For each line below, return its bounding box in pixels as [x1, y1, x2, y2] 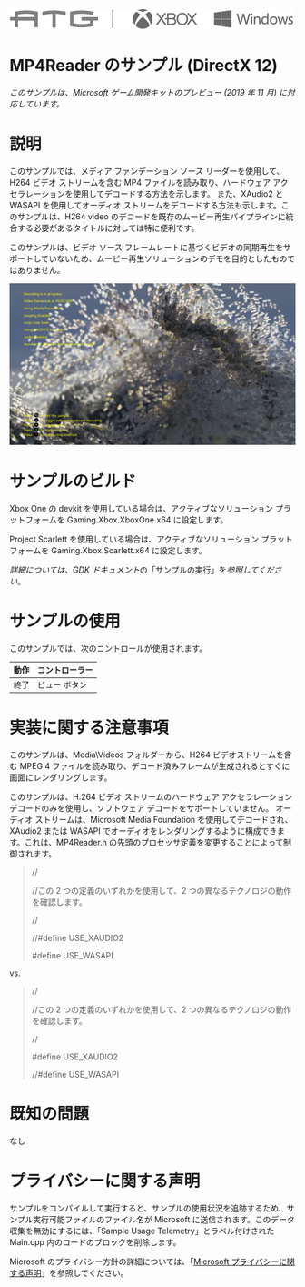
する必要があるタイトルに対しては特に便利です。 [16, 222, 200, 233]
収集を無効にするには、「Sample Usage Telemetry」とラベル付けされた [9, 1225, 275, 1236]
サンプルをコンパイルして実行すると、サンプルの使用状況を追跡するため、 [9, 1202, 288, 1213]
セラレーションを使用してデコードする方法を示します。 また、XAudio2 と [9, 187, 284, 199]
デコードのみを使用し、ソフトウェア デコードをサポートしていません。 [9, 802, 274, 814]
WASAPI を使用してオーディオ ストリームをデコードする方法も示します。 [9, 199, 281, 210]
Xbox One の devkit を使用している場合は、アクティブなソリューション [9, 502, 274, 513]
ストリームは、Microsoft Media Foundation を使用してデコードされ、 [34, 814, 293, 825]
